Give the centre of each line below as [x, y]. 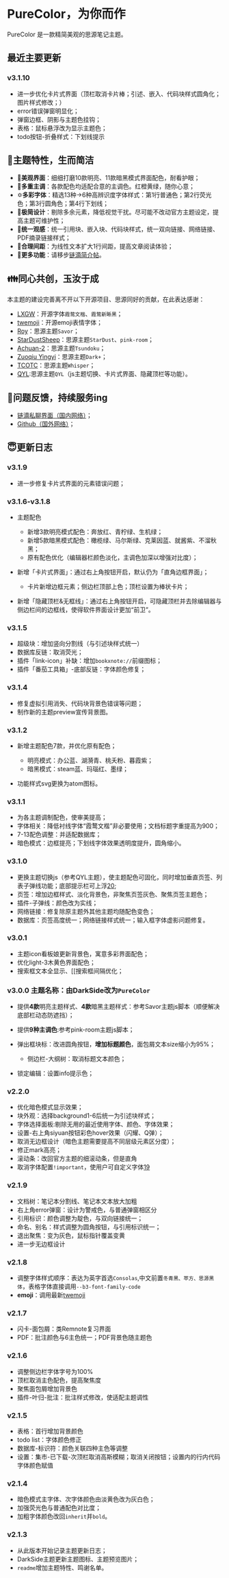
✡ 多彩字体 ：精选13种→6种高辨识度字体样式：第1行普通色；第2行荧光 [114, 195]
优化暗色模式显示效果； [50, 1107]
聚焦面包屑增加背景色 [47, 1388]
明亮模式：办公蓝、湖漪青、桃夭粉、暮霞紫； [90, 760]
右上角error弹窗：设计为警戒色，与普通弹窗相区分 [87, 1210]
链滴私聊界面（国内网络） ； [54, 416]
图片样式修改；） [41, 102]
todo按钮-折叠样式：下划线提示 [61, 136]
